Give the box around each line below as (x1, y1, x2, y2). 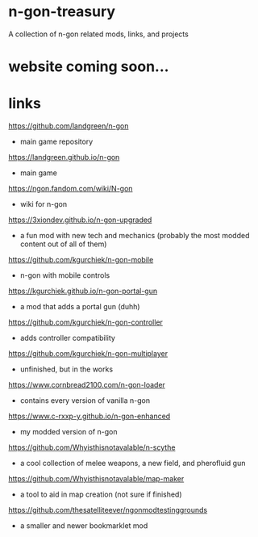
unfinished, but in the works (19, 364, 114, 374)
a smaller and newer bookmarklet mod (19, 521, 148, 531)
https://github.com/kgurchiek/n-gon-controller (8, 317, 164, 327)
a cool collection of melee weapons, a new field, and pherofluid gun (19, 459, 246, 468)
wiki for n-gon (19, 199, 67, 209)
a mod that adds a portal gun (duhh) (19, 302, 140, 312)
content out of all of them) (19, 239, 107, 249)
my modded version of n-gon (19, 427, 119, 437)
